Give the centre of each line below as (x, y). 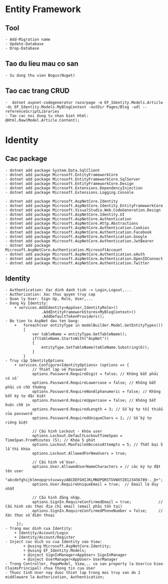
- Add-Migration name (28, 39)
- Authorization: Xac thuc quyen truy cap (50, 295)
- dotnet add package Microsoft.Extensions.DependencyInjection (74, 188)
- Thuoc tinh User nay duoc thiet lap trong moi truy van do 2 (73, 573)
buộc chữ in (18, 405)
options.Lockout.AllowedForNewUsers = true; (79, 454)
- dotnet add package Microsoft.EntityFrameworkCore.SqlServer (73, 179)
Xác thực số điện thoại (30, 515)
